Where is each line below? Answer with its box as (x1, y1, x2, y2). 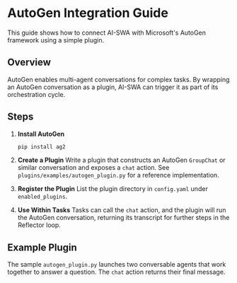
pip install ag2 (17, 143, 66, 150)
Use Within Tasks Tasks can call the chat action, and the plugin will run (17, 206, 226, 214)
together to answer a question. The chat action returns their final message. (7, 267, 226, 277)
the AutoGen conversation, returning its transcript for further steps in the (17, 214, 230, 222)
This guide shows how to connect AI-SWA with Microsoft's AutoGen (7, 28, 207, 37)
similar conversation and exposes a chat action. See (17, 163, 170, 172)
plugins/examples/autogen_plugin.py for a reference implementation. (17, 171, 219, 180)
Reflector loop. (17, 221, 62, 229)
